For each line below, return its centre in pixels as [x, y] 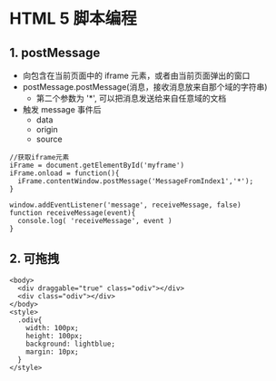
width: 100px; [52, 327]
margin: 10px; [52, 352]
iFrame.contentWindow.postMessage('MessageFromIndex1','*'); [136, 181]
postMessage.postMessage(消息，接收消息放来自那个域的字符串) [145, 87]
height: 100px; [54, 336]
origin [47, 129]
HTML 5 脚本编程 [74, 19]
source [49, 139]
